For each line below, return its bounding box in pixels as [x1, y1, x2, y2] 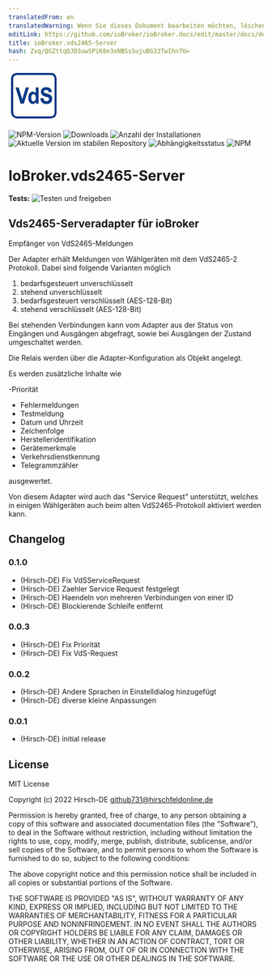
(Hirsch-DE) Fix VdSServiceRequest [19, 575, 140, 585]
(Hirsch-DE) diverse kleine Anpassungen [19, 695, 156, 705]
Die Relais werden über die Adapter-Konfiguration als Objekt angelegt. [8, 353, 243, 362]
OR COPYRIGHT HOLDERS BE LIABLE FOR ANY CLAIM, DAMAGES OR [8, 928, 243, 938]
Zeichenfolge [19, 425, 65, 435]
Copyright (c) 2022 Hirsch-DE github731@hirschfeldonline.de [8, 795, 214, 805]
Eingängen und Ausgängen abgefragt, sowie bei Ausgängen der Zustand [8, 328, 252, 338]
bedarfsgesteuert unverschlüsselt [19, 278, 134, 288]
